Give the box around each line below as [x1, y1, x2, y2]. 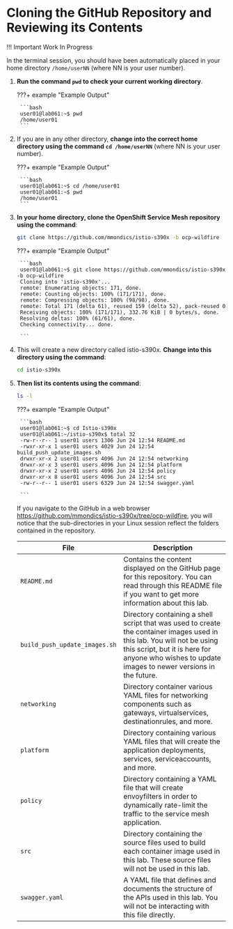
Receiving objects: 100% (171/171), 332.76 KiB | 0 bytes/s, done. [19, 309, 220, 316]
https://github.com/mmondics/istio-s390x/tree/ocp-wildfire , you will [16, 511, 213, 520]
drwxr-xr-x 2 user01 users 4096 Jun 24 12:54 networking [19, 455, 188, 462]
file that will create [123, 783, 184, 792]
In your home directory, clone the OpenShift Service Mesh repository [16, 213, 220, 221]
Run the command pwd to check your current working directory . [16, 77, 203, 85]
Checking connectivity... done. [19, 321, 114, 328]
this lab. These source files [123, 855, 211, 865]
